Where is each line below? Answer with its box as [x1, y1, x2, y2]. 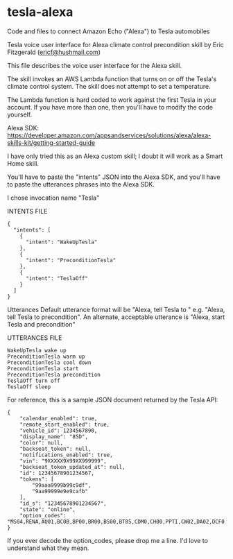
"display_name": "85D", [19, 433, 89, 440]
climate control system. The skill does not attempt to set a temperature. [7, 82, 212, 90]
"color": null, [19, 439, 64, 446]
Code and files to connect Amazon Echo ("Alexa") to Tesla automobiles [7, 27, 210, 35]
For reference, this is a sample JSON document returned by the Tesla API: [7, 395, 218, 404]
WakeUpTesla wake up [7, 347, 67, 354]
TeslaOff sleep [7, 383, 51, 390]
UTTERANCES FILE [7, 334, 62, 342]
